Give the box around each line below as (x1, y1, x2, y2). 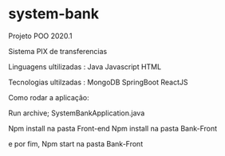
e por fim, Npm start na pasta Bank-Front (8, 138, 144, 148)
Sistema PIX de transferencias (8, 46, 108, 56)
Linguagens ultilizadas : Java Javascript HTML (8, 61, 162, 72)
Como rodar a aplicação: (8, 92, 89, 102)
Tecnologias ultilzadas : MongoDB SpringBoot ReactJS (8, 77, 188, 87)
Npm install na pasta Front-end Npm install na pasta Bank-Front (8, 123, 218, 133)
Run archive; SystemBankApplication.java (8, 108, 145, 118)
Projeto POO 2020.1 (8, 31, 73, 41)
